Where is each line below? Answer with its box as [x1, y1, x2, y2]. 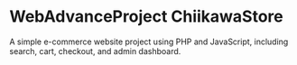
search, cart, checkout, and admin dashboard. [9, 45, 181, 56]
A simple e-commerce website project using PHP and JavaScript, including [9, 36, 289, 47]
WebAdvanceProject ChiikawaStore [9, 6, 283, 27]
